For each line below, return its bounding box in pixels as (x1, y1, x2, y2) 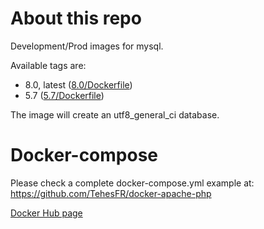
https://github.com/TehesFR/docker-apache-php (10, 187, 212, 199)
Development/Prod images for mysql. (10, 40, 164, 52)
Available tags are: (10, 59, 87, 71)
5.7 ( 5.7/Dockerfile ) (24, 89, 105, 101)
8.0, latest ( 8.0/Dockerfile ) (24, 78, 133, 91)
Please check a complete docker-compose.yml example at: (10, 177, 255, 189)
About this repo (10, 7, 142, 30)
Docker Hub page (10, 207, 83, 219)
